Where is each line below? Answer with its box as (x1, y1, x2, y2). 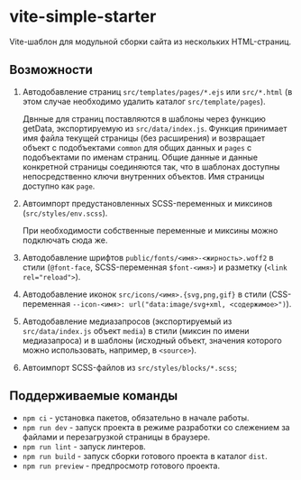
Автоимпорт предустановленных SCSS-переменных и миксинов (22, 198, 273, 208)
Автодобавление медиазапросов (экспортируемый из (22, 316, 233, 327)
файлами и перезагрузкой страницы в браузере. (22, 431, 211, 442)
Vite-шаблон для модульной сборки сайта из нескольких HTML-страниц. (9, 36, 292, 47)
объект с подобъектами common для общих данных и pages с (22, 142, 252, 152)
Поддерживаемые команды (9, 388, 178, 403)
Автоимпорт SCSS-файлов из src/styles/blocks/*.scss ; (22, 362, 237, 373)
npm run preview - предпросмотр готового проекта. (22, 460, 221, 471)
